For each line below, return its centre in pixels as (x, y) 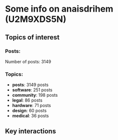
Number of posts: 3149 (28, 61)
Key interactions (30, 131)
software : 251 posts (32, 90)
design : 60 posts (29, 111)
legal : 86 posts (27, 100)
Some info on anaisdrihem (59, 9)
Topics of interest (32, 37)
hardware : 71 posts (31, 105)
